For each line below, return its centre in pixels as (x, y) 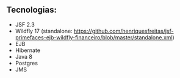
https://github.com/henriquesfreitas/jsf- (124, 31)
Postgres (27, 63)
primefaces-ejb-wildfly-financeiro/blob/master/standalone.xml (94, 37)
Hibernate (28, 50)
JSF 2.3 (25, 24)
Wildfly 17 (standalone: (44, 31)
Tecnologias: (31, 10)
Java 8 (23, 56)
